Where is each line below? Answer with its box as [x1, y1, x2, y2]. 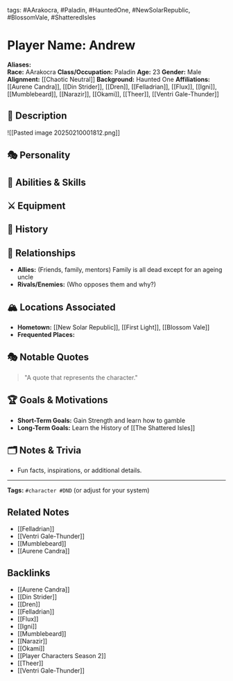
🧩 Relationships [7, 247, 76, 259]
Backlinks [7, 567, 51, 578]
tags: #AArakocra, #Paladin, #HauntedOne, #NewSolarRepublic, [7, 6, 191, 14]
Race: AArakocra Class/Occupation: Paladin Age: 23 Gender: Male [7, 67, 202, 76]
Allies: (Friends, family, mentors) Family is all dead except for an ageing [17, 266, 223, 274]
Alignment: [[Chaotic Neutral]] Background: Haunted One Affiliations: [7, 75, 210, 83]
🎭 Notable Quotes [7, 352, 89, 363]
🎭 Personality [7, 149, 71, 162]
